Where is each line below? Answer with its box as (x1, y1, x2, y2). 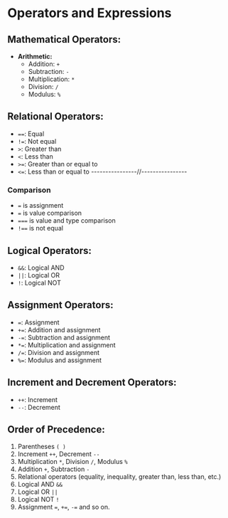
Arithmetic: (17, 52, 53, 60)
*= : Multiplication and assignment (17, 340, 116, 349)
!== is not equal (17, 224, 64, 233)
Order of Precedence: (7, 423, 105, 435)
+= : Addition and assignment (17, 325, 101, 334)
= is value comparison (17, 208, 82, 218)
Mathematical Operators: (7, 33, 121, 46)
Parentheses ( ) (17, 443, 66, 451)
